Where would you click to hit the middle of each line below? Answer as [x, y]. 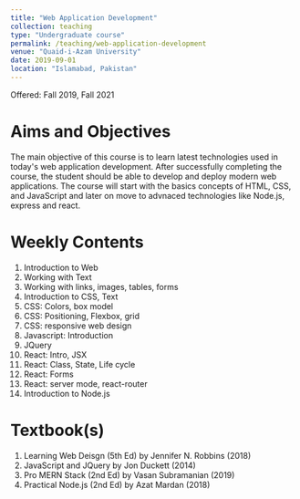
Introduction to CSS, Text [71, 296]
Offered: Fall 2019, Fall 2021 [62, 94]
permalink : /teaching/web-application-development [109, 43]
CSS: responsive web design [78, 326]
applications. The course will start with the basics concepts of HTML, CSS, [151, 186]
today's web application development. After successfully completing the [146, 166]
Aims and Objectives [91, 132]
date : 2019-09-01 [43, 60]
